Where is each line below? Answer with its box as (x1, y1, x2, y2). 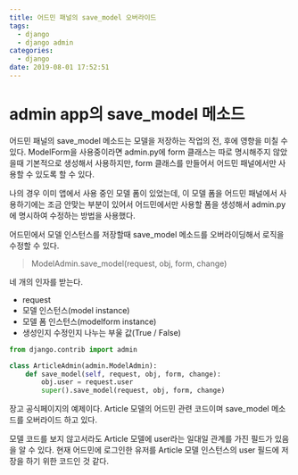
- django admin (17, 37, 74, 47)
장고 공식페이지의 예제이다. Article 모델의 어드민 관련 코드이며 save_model (9, 404, 269, 414)
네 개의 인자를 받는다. (9, 276, 83, 287)
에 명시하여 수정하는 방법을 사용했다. (9, 210, 136, 221)
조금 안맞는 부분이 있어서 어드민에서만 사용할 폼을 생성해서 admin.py (47, 198, 286, 210)
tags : (9, 21, 29, 30)
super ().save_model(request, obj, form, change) (41, 386, 226, 396)
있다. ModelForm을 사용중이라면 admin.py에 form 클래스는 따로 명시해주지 (9, 146, 271, 157)
